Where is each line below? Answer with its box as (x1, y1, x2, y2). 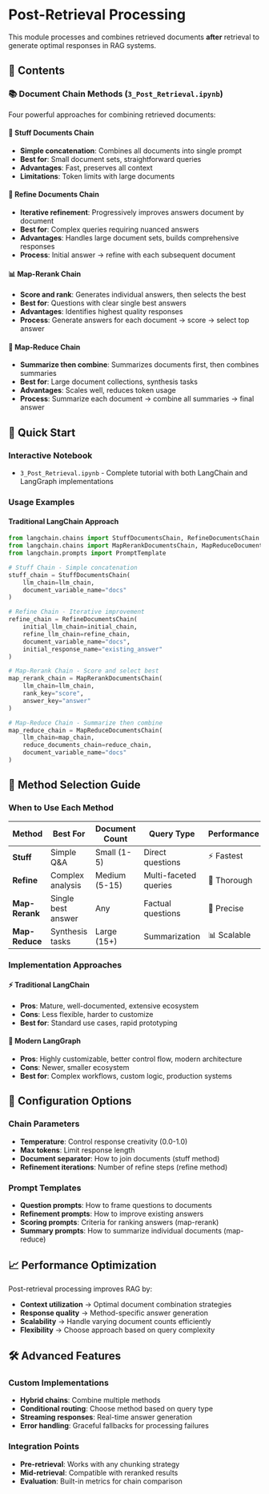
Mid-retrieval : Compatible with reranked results (19, 1468, 179, 1477)
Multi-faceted (143, 870, 197, 881)
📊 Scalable (207, 930, 251, 941)
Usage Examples (8, 497, 75, 508)
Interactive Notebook (8, 450, 93, 461)
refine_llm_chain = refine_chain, (22, 630, 130, 638)
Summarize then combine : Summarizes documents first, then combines (19, 360, 259, 369)
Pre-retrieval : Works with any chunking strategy (19, 1459, 180, 1468)
